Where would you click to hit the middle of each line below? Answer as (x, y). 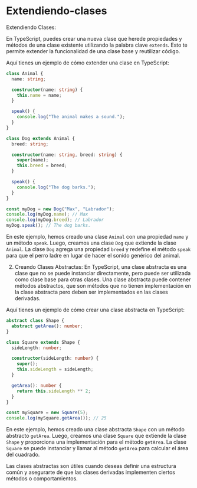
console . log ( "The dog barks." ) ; (56, 187)
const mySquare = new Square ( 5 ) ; (47, 413)
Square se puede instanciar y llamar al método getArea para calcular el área (97, 448)
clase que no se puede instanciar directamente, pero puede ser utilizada (103, 274)
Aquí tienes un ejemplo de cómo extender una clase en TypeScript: (88, 63)
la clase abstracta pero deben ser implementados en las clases (91, 292)
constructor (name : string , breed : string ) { (67, 155)
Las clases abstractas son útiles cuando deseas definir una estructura (91, 466)
